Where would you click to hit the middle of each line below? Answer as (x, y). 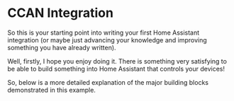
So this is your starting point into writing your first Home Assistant (104, 32)
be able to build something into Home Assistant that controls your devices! (116, 69)
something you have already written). (62, 47)
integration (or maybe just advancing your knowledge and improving (107, 40)
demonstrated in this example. (51, 90)
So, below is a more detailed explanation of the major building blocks (108, 82)
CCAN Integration (60, 13)
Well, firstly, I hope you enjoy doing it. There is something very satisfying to (117, 61)
